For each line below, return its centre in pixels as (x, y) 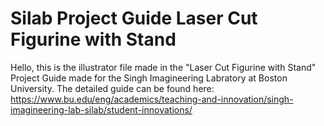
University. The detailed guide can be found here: (112, 88)
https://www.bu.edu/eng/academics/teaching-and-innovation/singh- (152, 99)
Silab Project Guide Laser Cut (134, 18)
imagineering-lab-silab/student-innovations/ (101, 109)
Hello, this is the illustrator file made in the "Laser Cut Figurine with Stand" (163, 67)
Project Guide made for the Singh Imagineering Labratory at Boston (149, 78)
